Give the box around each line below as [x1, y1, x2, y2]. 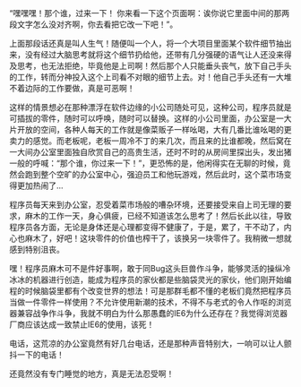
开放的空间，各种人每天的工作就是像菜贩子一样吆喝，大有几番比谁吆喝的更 [16, 125, 292, 134]
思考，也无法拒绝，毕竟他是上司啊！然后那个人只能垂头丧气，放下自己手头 [16, 61, 292, 71]
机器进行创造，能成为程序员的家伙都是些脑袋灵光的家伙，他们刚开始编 [32, 274, 292, 285]
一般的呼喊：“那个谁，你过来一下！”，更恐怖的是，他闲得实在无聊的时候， [9, 158, 284, 168]
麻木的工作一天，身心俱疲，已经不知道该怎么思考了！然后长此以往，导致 [24, 211, 292, 221]
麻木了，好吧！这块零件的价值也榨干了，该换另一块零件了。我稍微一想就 [24, 233, 292, 244]
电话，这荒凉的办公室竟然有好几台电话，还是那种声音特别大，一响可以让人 [9, 339, 284, 348]
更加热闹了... [16, 180, 64, 191]
